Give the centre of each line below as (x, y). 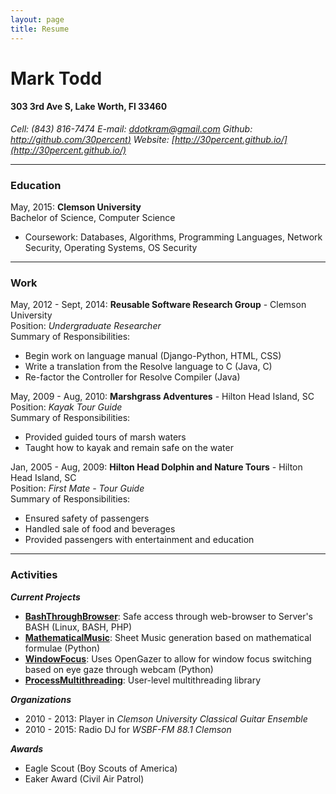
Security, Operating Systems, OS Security (111, 248)
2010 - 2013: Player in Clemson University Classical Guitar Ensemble (166, 718)
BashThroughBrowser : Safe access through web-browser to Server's (169, 616)
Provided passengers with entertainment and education (139, 540)
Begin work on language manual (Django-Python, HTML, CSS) (153, 356)
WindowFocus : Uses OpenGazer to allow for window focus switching (168, 658)
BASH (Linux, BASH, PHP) (78, 627)
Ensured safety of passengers (87, 518)
